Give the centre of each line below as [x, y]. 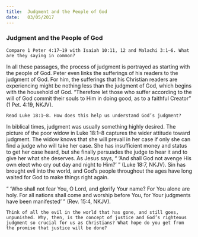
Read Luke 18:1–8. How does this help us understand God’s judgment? [94, 116]
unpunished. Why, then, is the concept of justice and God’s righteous [96, 217]
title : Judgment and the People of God [57, 12]
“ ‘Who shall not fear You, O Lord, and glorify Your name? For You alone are [98, 189]
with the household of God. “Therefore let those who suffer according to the [99, 92]
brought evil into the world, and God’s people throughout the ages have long [99, 171]
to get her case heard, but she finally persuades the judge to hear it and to [97, 152]
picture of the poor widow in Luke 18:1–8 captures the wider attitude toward [98, 133]
